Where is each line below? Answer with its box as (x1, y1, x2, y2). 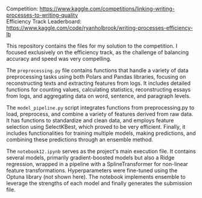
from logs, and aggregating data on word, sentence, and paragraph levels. (6, 93, 191, 99)
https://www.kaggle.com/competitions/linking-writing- (39, 5, 175, 12)
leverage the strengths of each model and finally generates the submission (6, 180, 192, 187)
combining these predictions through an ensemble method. (6, 136, 154, 143)
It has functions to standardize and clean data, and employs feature (6, 117, 174, 124)
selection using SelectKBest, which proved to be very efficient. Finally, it (6, 123, 186, 130)
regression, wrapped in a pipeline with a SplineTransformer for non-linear (6, 161, 189, 167)
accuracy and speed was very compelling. (6, 55, 112, 62)
